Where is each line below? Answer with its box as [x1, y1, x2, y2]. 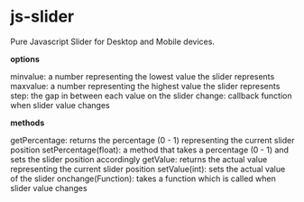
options [10, 53, 40, 64]
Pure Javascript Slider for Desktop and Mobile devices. [10, 36, 216, 47]
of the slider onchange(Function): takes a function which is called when [10, 173, 276, 184]
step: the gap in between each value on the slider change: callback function [10, 90, 292, 101]
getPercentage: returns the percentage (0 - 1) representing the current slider [10, 134, 295, 145]
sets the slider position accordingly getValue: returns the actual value [10, 153, 268, 164]
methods [10, 117, 45, 128]
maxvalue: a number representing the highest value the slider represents [10, 80, 281, 91]
